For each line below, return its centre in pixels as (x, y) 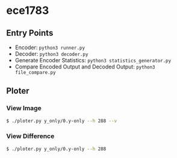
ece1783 (28, 11)
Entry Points (30, 33)
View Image (24, 108)
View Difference (30, 136)
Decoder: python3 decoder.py (51, 54)
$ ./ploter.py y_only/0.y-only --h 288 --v (62, 121)
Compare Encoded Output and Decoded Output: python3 (85, 67)
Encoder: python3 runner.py (50, 47)
